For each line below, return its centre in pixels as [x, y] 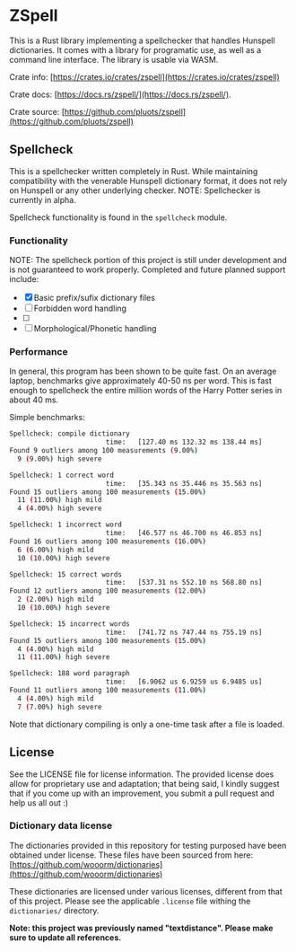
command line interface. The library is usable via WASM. [114, 59]
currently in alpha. [43, 199]
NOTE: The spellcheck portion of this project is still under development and [148, 260]
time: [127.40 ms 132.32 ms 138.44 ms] [184, 442]
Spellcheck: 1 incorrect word [66, 525]
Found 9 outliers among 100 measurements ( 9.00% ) [104, 451]
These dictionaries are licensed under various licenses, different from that [146, 891]
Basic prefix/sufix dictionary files [94, 298]
